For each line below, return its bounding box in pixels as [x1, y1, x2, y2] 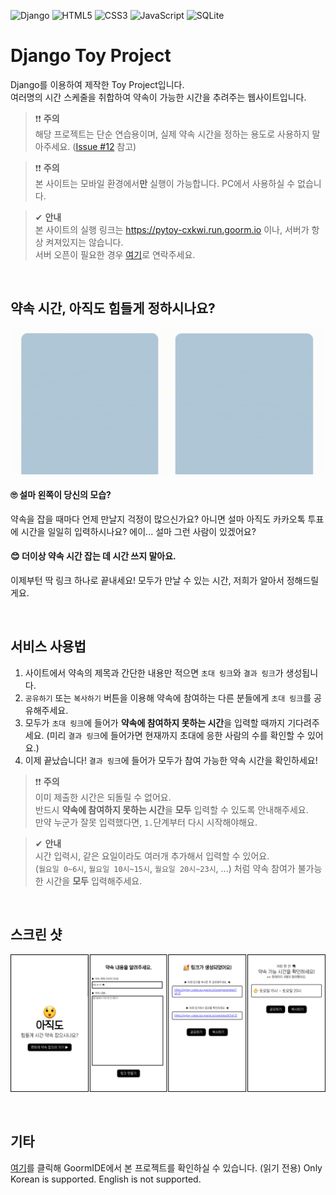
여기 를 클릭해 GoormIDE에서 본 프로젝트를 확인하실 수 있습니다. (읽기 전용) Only [10, 1161, 323, 1174]
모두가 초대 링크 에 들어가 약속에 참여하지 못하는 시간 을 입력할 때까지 [24, 716, 286, 729]
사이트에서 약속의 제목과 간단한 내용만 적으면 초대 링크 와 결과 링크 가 [24, 666, 284, 679]
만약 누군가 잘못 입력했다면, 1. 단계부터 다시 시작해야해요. [34, 816, 258, 828]
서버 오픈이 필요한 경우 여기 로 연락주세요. [34, 248, 196, 260]
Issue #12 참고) [75, 140, 137, 152]
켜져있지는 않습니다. [45, 236, 124, 248]
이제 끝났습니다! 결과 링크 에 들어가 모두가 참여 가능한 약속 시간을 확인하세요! [24, 754, 318, 766]
